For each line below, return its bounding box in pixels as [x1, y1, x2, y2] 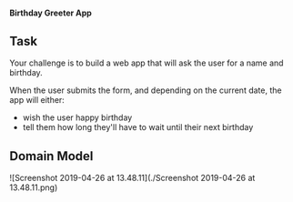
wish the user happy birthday [22, 112, 133, 123]
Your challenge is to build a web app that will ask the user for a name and [9, 57, 284, 68]
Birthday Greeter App [9, 7, 93, 18]
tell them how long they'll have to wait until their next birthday [22, 122, 254, 133]
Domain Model [9, 148, 94, 164]
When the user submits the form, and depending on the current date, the [9, 85, 282, 96]
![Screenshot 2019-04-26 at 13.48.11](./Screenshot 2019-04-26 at [9, 173, 256, 184]
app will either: [9, 95, 66, 106]
